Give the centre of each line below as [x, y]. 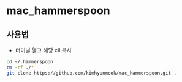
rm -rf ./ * [20, 67]
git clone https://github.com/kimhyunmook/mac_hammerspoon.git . [91, 73]
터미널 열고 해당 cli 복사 [44, 50]
